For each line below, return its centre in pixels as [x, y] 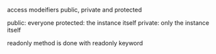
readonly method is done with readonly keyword [75, 43]
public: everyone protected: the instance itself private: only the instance [108, 23]
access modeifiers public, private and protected [75, 10]
